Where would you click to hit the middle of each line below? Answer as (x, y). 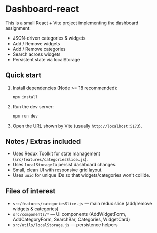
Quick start (23, 76)
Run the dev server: (33, 106)
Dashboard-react (42, 9)
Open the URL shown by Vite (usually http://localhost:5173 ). (77, 126)
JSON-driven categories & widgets (49, 38)
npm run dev (25, 116)
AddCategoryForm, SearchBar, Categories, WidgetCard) (71, 220)
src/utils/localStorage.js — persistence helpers (65, 225)
